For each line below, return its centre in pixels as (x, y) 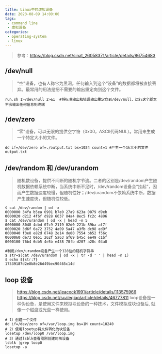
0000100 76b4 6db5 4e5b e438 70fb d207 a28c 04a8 (56, 242)
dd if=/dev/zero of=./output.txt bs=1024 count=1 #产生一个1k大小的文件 (77, 148)
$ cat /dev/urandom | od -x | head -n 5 (47, 221)
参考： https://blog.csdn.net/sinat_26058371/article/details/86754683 (86, 55)
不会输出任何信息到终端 (25, 105)
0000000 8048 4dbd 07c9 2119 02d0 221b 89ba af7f (56, 225)
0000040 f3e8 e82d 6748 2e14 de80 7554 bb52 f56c (56, 233)
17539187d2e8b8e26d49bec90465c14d (40, 264)
